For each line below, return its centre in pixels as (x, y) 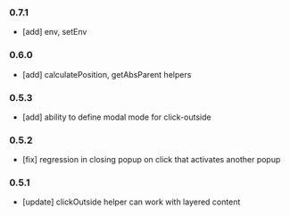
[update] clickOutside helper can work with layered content (131, 202)
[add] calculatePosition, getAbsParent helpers (107, 74)
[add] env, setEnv (54, 32)
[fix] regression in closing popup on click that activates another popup (151, 160)
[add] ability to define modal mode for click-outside (116, 117)
